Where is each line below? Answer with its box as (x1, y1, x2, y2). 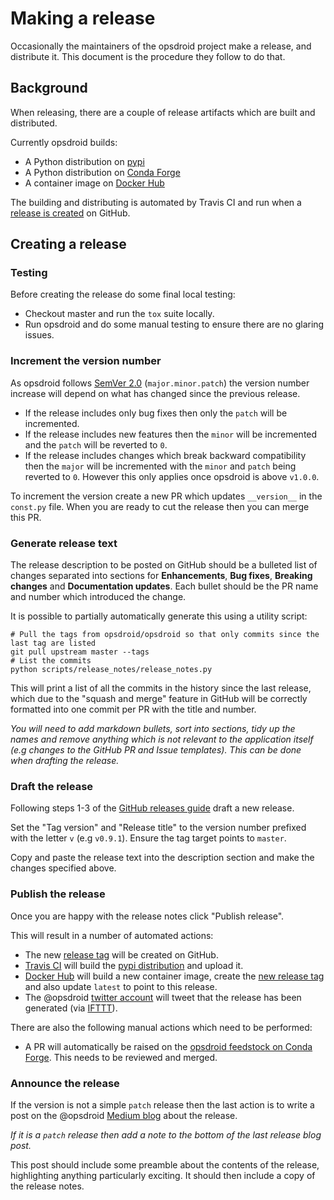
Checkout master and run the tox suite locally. (24, 308, 215, 320)
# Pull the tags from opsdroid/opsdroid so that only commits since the (10, 630, 320, 640)
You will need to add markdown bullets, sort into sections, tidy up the (10, 723, 296, 735)
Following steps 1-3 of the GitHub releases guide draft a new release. (10, 802, 295, 814)
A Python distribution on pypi (24, 155, 145, 167)
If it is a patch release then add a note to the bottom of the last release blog (10, 1128, 322, 1141)
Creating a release (10, 236, 127, 253)
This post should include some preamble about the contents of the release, (10, 1158, 320, 1171)
